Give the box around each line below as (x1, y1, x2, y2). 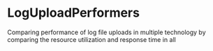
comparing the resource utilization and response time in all (7, 35, 176, 43)
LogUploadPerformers (7, 5, 140, 21)
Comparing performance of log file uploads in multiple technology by (7, 28, 206, 36)
